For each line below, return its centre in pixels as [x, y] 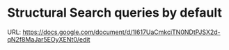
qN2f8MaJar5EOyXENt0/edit [49, 39]
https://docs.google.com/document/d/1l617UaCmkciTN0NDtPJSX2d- [121, 32]
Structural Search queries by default [115, 13]
